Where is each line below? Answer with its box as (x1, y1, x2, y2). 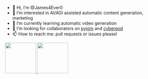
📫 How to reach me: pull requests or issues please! (12, 31, 117, 37)
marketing (12, 15, 33, 21)
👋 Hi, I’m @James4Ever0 (12, 5, 63, 10)
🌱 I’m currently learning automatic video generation (12, 20, 117, 26)
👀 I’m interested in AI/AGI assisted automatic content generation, (12, 10, 144, 16)
